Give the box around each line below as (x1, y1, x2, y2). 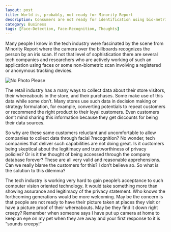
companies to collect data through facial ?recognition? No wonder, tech (5, 135, 155, 141)
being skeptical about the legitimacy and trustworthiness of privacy (5, 146, 147, 152)
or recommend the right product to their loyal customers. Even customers (5, 109, 159, 115)
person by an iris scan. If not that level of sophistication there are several (5, 51, 158, 58)
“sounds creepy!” (5, 221, 42, 227)
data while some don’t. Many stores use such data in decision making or (5, 98, 157, 105)
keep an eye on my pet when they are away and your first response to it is (5, 215, 160, 222)
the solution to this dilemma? (5, 168, 66, 174)
